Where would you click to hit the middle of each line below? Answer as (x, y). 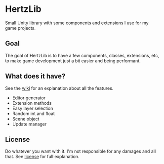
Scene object (26, 119)
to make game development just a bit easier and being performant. (73, 61)
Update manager (29, 124)
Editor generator (29, 98)
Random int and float (34, 113)
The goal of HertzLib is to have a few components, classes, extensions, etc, (82, 55)
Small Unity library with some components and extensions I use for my (77, 23)
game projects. (20, 28)
